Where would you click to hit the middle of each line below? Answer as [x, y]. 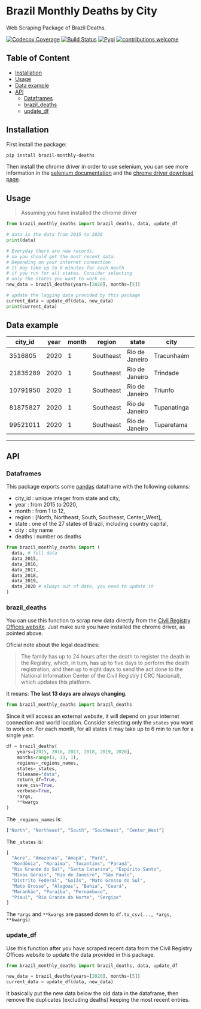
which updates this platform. [56, 682]
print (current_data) [32, 306]
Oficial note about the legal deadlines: [53, 645]
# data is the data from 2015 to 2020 [54, 235]
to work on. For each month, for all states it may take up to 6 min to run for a [100, 729]
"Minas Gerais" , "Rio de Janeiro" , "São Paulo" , [73, 875]
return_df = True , [37, 780]
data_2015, [25, 559]
